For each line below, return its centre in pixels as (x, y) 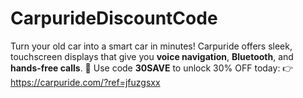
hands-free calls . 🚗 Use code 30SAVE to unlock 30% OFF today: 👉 (152, 68)
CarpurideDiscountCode (114, 18)
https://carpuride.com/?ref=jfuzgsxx (85, 82)
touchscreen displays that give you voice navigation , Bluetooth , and (152, 56)
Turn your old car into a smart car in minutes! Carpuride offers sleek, (151, 46)
